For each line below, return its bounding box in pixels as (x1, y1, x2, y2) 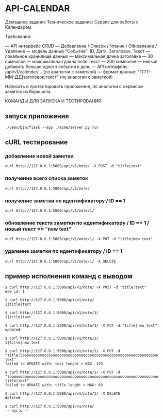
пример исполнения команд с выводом (5, 272, 133, 280)
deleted (5, 396, 21, 401)
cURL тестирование (5, 138, 68, 146)
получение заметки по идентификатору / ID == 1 (5, 197, 126, 204)
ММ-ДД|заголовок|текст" (5, 74, 59, 80)
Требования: (5, 34, 32, 39)
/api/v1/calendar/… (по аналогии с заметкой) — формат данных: (5, 69, 137, 74)
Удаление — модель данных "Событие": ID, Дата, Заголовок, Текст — (5, 48, 150, 54)
